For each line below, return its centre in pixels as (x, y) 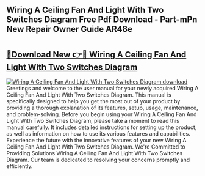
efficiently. (20, 166)
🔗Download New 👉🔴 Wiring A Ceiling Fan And (96, 54)
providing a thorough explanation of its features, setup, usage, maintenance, (102, 108)
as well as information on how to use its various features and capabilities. (98, 134)
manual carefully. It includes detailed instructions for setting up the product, (102, 127)
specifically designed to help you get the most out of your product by (93, 101)
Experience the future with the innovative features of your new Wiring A (96, 140)
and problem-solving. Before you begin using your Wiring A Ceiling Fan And (102, 114)
